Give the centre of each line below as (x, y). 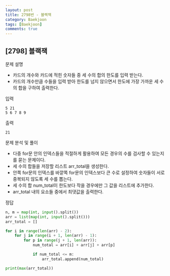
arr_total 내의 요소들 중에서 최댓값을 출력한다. (58, 191)
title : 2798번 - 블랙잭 (28, 15)
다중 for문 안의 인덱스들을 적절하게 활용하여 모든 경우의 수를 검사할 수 (82, 153)
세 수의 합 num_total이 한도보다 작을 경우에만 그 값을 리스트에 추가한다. (83, 185)
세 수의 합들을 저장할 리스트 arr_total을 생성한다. (61, 166)
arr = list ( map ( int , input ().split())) (48, 217)
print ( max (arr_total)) (29, 268)
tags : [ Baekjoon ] (24, 24)
